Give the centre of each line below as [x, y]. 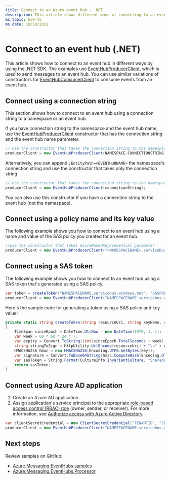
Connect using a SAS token [49, 266]
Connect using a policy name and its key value [80, 219]
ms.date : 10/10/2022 [27, 24]
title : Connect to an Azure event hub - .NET [54, 10]
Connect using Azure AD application [64, 385]
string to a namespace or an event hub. [46, 118]
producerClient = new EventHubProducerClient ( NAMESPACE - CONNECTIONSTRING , [86, 153]
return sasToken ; [33, 365]
